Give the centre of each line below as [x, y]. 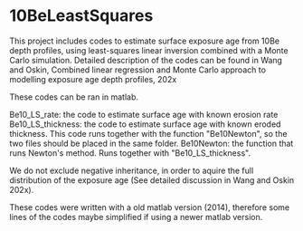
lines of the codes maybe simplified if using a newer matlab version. [136, 217]
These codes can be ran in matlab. [74, 97]
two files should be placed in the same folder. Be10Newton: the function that [151, 143]
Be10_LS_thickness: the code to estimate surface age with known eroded [145, 124]
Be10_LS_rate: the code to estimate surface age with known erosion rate [144, 114]
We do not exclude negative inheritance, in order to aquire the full [132, 170]
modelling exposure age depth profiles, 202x [93, 79]
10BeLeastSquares [81, 16]
